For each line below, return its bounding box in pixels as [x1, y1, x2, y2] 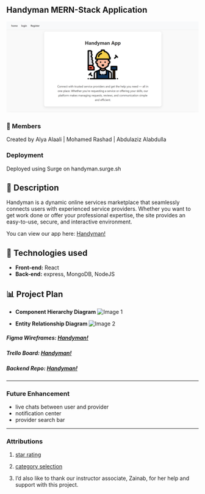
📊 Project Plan [6, 289, 63, 299]
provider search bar [15, 416, 65, 424]
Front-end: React [15, 264, 59, 271]
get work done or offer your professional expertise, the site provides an [6, 212, 186, 219]
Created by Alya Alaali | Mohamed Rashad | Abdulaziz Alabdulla [6, 136, 167, 143]
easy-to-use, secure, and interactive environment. [6, 218, 132, 225]
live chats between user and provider [15, 403, 109, 411]
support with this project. [15, 481, 79, 489]
